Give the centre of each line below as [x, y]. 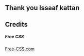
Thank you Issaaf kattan [42, 8]
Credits [17, 24]
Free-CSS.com [20, 49]
